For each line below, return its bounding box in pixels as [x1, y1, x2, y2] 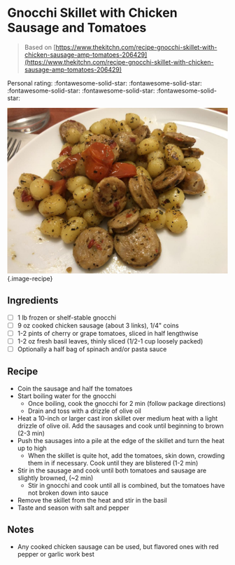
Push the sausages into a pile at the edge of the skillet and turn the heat [17, 436, 225, 444]
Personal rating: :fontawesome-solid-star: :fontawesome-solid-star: [7, 79, 202, 87]
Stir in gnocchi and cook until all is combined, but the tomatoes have [27, 481, 225, 489]
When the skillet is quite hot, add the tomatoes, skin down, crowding [27, 451, 225, 460]
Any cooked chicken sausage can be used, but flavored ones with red [17, 542, 219, 551]
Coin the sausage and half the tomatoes [17, 384, 133, 393]
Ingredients [7, 294, 59, 306]
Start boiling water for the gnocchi [17, 391, 117, 400]
